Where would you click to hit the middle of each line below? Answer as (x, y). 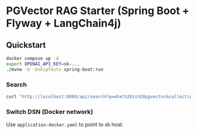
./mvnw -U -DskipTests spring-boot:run (55, 69)
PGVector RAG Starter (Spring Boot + (98, 11)
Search (17, 85)
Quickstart (26, 45)
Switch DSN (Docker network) (50, 112)
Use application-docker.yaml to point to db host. (65, 125)
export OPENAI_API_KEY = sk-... (43, 64)
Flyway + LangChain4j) (64, 23)
